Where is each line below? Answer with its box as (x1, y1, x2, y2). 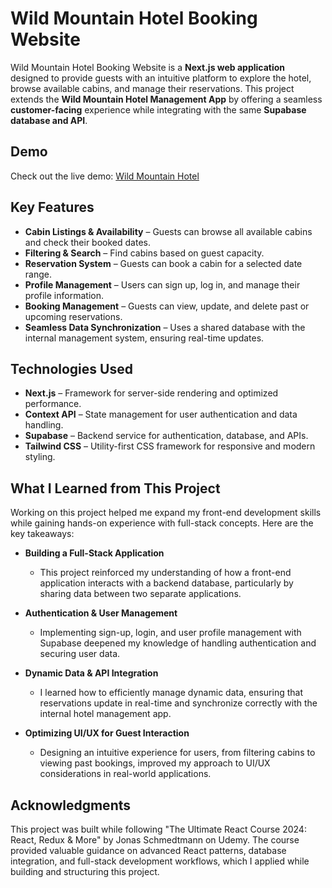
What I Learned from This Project (10, 480, 221, 497)
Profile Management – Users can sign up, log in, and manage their (24, 278, 301, 291)
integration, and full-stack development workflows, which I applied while (10, 855, 310, 867)
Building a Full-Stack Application (24, 547, 165, 559)
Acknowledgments (10, 797, 132, 814)
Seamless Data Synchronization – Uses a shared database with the (24, 321, 306, 333)
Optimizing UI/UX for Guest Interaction (24, 727, 190, 739)
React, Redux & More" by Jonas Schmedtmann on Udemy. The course (10, 834, 300, 846)
